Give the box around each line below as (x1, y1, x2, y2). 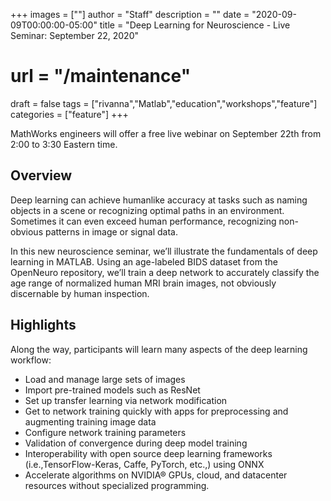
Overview (10, 167, 73, 184)
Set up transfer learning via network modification (24, 394, 228, 406)
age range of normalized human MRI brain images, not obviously (10, 277, 277, 289)
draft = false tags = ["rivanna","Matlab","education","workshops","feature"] (10, 97, 318, 109)
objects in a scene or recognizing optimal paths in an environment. (10, 204, 285, 216)
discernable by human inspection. (10, 287, 150, 299)
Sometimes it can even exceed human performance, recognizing (10, 215, 277, 227)
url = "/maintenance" (10, 65, 192, 88)
